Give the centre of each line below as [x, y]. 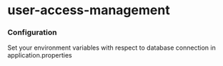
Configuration [32, 33]
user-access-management [89, 10]
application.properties [40, 55]
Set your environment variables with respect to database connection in [111, 48]
